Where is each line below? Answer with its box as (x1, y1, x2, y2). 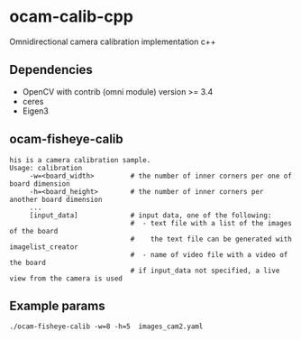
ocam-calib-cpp (9, 6, 133, 27)
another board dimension (9, 195, 103, 204)
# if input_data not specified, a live (130, 266, 280, 275)
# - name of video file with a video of (130, 250, 288, 259)
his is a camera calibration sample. (9, 155, 151, 164)
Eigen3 (22, 106, 50, 116)
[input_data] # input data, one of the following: (29, 210, 272, 220)
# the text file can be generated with (130, 234, 293, 244)
